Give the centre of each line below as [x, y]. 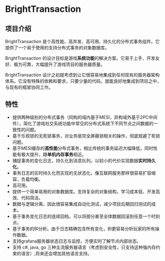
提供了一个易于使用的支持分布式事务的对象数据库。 [57, 48]
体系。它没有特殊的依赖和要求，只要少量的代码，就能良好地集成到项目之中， [83, 81]
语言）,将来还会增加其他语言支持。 [56, 253]
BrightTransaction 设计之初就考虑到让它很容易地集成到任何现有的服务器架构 [82, 75]
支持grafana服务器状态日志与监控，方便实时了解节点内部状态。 [77, 241]
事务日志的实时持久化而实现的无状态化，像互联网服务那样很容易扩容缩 [84, 173]
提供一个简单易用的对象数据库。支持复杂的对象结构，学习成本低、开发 [84, 191]
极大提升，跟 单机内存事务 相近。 [54, 154]
